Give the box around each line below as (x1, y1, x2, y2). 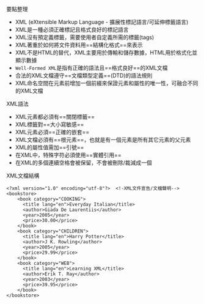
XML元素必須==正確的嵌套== (15, 128, 90, 136)
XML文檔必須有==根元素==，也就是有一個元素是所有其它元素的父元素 (15, 136, 191, 143)
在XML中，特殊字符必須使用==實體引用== (15, 152, 122, 158)
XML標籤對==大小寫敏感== (15, 121, 84, 128)
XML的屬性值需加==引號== (15, 144, 84, 151)
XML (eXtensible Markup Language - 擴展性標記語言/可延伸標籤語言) (15, 18, 189, 26)
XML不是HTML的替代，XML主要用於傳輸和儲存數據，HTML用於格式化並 (15, 49, 198, 56)
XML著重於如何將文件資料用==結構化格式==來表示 (15, 42, 143, 48)
